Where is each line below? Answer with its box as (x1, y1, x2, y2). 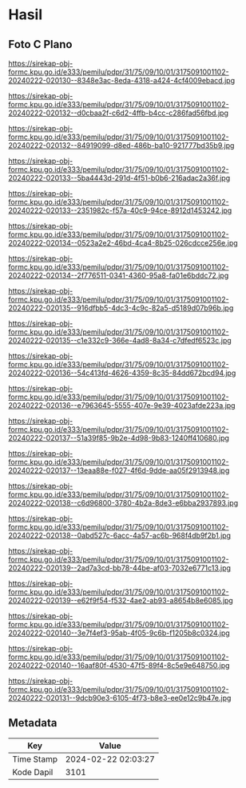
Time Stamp (12, 754, 58, 765)
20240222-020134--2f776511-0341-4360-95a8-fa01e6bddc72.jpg (8, 270, 229, 280)
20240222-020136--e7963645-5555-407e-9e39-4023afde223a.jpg (8, 401, 236, 410)
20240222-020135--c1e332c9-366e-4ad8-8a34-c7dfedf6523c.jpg (8, 336, 232, 345)
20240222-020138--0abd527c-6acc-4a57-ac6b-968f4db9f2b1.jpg (8, 530, 232, 540)
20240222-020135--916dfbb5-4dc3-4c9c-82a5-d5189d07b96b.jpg (8, 303, 234, 313)
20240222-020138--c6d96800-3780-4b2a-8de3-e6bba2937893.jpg (8, 498, 239, 507)
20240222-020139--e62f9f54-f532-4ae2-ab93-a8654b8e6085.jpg (8, 596, 233, 605)
